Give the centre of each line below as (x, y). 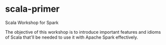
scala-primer (33, 9)
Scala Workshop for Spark (32, 22)
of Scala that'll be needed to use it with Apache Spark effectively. (72, 37)
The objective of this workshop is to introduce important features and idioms (83, 32)
